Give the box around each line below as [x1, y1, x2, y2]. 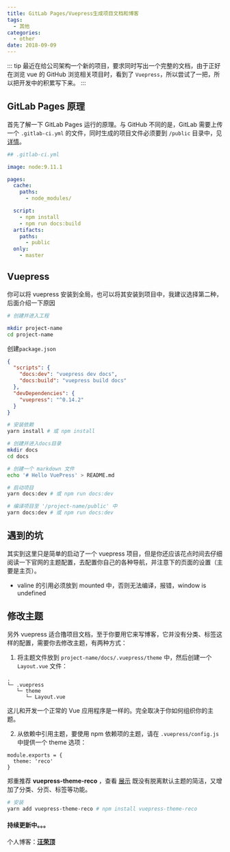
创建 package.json [7, 344, 56, 353]
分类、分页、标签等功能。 [18, 785, 91, 793]
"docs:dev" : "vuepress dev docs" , [19, 371, 118, 378]
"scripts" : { [13, 364, 51, 371]
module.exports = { [7, 752, 63, 759]
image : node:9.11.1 [7, 163, 63, 170]
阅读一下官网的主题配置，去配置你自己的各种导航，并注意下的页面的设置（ [7, 558, 217, 566]
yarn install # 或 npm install [7, 428, 96, 435]
